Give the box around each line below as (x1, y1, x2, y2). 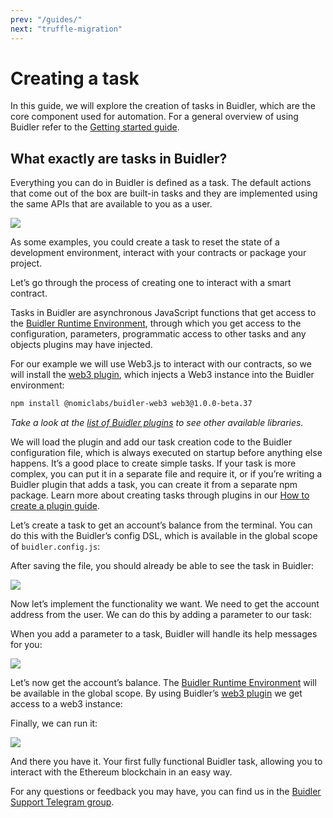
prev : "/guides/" (10, 14, 83, 25)
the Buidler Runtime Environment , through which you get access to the (10, 317, 302, 330)
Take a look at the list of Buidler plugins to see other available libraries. (10, 417, 304, 429)
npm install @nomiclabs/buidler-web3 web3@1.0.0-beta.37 (10, 399, 253, 409)
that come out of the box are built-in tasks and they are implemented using (10, 187, 318, 200)
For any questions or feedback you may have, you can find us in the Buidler (10, 786, 322, 798)
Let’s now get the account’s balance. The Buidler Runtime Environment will (10, 677, 317, 689)
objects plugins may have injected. (10, 339, 153, 351)
